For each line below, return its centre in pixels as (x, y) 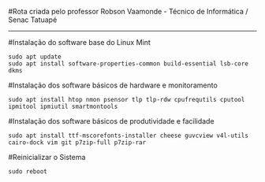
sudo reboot (28, 172)
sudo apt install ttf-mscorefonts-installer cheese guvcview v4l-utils (128, 136)
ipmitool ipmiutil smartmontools (63, 106)
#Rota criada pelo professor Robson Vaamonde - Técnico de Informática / (128, 11)
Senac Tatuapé (33, 20)
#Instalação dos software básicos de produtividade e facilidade (111, 121)
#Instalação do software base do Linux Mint (80, 42)
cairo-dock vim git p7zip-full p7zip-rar (77, 143)
